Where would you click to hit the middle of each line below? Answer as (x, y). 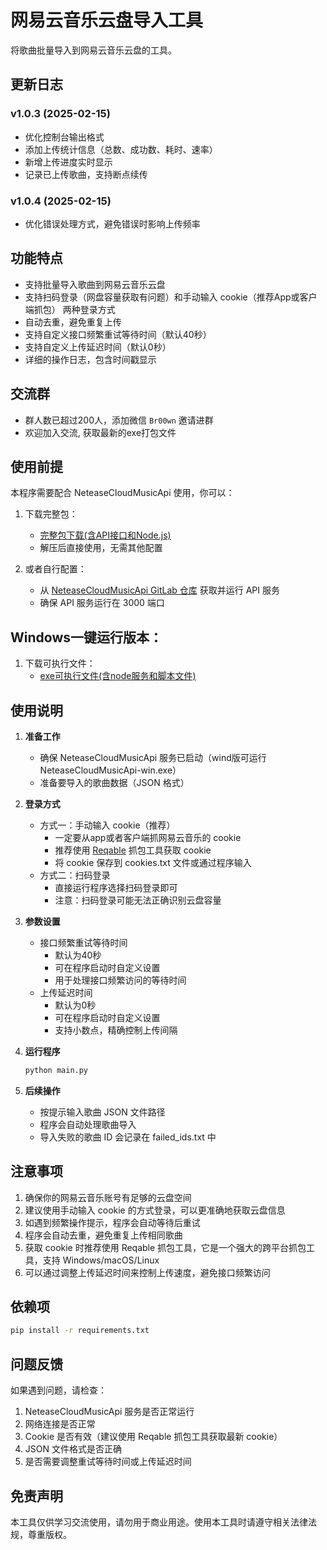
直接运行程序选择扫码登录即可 (116, 887)
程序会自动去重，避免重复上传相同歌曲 (103, 1235)
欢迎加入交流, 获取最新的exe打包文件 (100, 432)
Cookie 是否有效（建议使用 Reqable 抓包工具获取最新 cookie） (153, 1437)
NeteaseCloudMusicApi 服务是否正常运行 (109, 1412)
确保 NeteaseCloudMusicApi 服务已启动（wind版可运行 (153, 757)
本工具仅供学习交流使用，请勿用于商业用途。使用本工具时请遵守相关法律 (159, 1522)
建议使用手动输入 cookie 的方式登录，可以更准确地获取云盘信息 (155, 1210)
